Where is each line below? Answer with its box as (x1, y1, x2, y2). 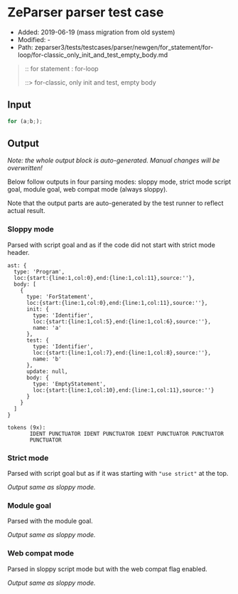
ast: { (7, 261, 27, 269)
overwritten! (7, 164, 43, 172)
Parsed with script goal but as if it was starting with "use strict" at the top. (7, 469, 229, 478)
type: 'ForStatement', (26, 293, 94, 300)
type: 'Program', (13, 268, 65, 275)
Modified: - (17, 35, 51, 43)
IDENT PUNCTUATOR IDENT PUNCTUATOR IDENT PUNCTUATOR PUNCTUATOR (29, 430, 224, 437)
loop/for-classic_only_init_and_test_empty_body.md (17, 51, 168, 59)
